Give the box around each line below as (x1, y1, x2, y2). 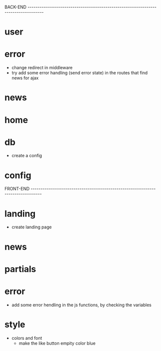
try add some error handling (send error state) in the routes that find (11, 70, 148, 76)
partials (4, 263, 36, 275)
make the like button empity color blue (18, 340, 96, 346)
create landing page (11, 224, 52, 230)
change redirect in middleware (11, 65, 73, 71)
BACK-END (4, 4, 27, 10)
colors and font (11, 335, 42, 341)
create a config (11, 153, 42, 159)
